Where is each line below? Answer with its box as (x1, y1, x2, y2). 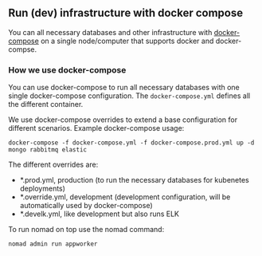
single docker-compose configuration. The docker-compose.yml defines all (8, 91, 251, 100)
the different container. (8, 100, 84, 109)
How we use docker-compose (8, 64, 127, 75)
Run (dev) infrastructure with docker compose (8, 6, 244, 20)
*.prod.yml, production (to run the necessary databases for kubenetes (19, 175, 249, 185)
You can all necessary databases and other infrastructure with (8, 27, 213, 37)
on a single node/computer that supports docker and (41, 36, 214, 45)
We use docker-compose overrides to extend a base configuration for (8, 115, 237, 124)
